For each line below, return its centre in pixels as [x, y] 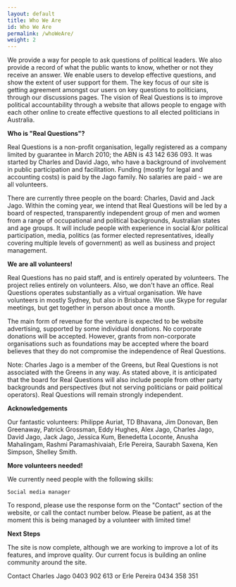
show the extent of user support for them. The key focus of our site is [108, 82]
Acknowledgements [38, 408]
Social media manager [39, 492]
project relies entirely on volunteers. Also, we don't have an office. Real [111, 285]
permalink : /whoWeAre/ [41, 33]
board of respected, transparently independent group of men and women [114, 213]
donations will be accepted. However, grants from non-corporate [101, 336]
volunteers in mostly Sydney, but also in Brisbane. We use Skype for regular [117, 301]
